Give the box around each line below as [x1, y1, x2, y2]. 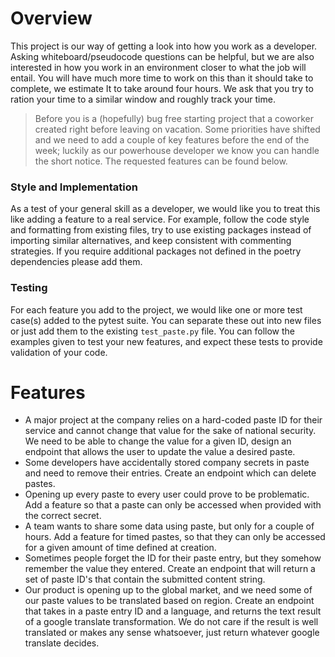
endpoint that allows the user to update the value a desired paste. [24, 446, 296, 458]
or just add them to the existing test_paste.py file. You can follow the [10, 325, 295, 337]
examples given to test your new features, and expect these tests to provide [10, 335, 323, 347]
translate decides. [24, 637, 100, 649]
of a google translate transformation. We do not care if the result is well [24, 616, 319, 628]
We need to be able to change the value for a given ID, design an [24, 435, 292, 447]
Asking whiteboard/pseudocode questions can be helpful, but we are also [10, 50, 315, 62]
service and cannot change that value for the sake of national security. [24, 425, 317, 437]
